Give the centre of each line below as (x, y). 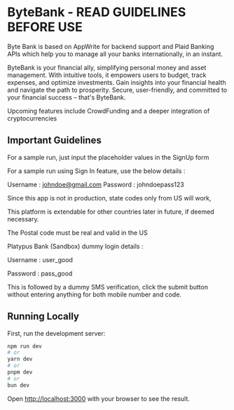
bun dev (19, 385)
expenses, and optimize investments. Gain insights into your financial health (117, 82)
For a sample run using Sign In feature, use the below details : (96, 171)
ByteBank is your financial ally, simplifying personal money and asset (107, 67)
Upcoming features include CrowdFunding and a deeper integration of (109, 111)
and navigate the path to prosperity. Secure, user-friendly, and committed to (117, 90)
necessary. (23, 219)
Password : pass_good (40, 273)
